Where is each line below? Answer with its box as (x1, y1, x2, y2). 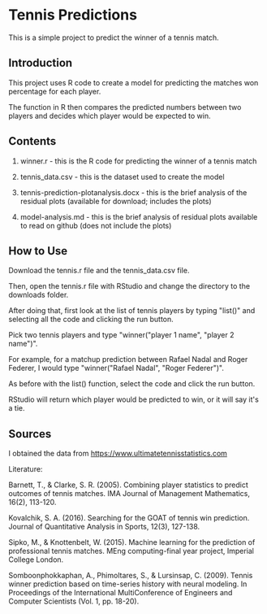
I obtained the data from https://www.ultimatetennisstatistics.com (8, 449, 227, 459)
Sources (8, 427, 52, 441)
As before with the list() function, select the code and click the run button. (8, 379, 256, 389)
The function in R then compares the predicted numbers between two (8, 102, 242, 111)
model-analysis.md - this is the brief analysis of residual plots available (19, 211, 258, 221)
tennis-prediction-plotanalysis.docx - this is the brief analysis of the (19, 187, 248, 197)
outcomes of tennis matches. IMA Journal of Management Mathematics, (8, 489, 250, 499)
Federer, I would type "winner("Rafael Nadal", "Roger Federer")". (8, 364, 225, 373)
